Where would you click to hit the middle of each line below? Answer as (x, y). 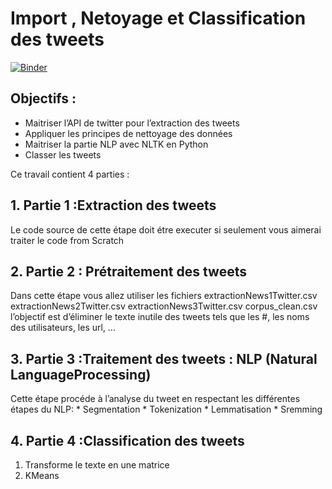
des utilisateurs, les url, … (63, 328)
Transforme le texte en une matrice (97, 465)
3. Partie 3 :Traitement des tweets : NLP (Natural (164, 358)
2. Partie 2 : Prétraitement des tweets (128, 271)
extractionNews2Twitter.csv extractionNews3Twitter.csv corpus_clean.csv (164, 306)
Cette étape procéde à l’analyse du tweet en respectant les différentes (155, 399)
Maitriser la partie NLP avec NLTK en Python (116, 144)
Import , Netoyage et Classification (158, 18)
